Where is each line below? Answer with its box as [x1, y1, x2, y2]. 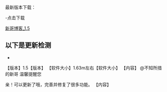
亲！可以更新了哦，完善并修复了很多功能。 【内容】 [5, 81, 111, 88]
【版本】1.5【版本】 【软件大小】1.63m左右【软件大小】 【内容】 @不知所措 [5, 65, 162, 71]
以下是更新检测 [5, 41, 51, 49]
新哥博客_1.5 [5, 25, 30, 31]
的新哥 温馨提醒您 [5, 71, 41, 77]
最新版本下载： [5, 4, 36, 10]
